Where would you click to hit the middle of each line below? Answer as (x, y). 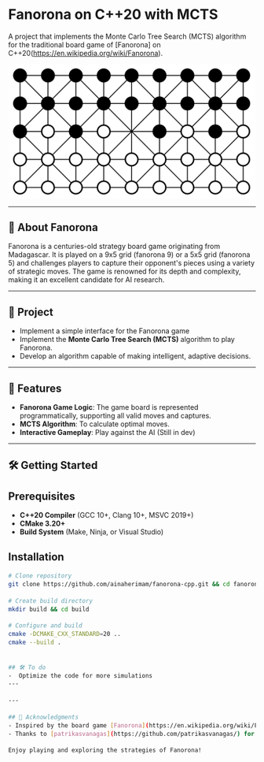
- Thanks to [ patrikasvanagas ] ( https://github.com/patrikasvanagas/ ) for (132, 734)
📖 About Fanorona (53, 227)
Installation (36, 557)
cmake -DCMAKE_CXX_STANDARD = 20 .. (65, 634)
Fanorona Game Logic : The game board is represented (109, 407)
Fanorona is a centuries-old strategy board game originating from (114, 247)
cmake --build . (35, 643)
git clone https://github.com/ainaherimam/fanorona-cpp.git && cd (119, 584)
